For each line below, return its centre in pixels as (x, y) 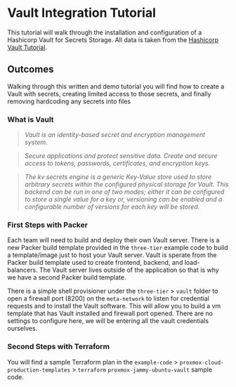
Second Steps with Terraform (59, 347)
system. (36, 143)
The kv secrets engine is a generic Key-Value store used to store (118, 177)
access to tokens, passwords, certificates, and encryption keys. (117, 164)
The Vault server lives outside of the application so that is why (129, 270)
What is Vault (31, 119)
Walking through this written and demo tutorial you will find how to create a (116, 86)
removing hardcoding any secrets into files (69, 101)
